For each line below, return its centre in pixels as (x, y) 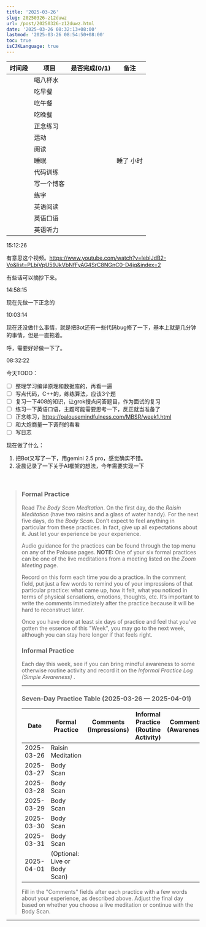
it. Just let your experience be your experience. (81, 533)
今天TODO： (22, 373)
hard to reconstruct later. (53, 610)
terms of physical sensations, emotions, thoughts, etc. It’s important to (110, 597)
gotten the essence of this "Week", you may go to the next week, (103, 628)
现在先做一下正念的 (31, 302)
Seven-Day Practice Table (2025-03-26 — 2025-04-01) (106, 699)
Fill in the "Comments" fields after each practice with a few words (104, 892)
